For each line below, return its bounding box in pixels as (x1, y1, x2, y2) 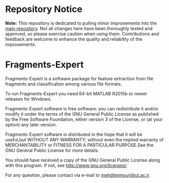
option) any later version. (5, 121, 57, 127)
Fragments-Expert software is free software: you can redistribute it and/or (5, 105, 159, 111)
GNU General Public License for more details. (5, 147, 100, 153)
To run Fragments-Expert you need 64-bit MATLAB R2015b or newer (5, 90, 147, 96)
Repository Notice (5, 4, 82, 15)
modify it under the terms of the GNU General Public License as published (5, 111, 159, 117)
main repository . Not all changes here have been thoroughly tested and (5, 25, 152, 31)
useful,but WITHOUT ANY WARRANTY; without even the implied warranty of (5, 136, 164, 142)
